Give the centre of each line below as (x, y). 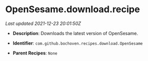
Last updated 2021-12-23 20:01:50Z (43, 23)
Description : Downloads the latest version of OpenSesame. (75, 33)
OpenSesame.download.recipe (73, 9)
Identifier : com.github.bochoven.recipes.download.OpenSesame (78, 43)
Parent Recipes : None (35, 53)
